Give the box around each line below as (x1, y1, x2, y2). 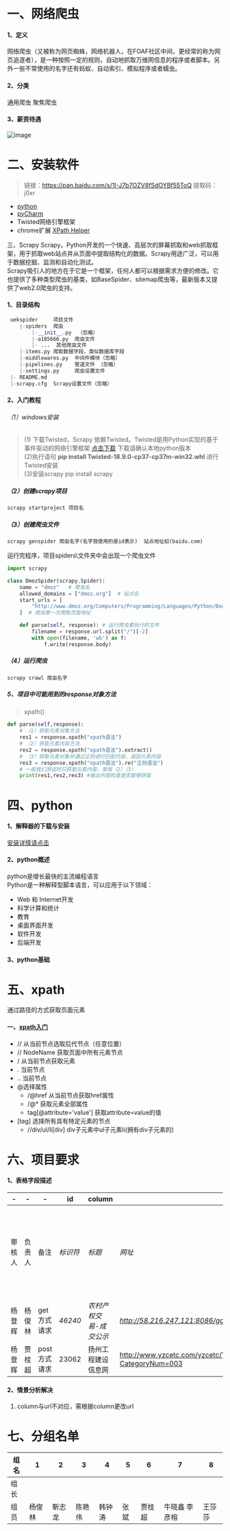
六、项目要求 (7, 1152, 80, 1167)
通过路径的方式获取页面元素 (7, 1006, 86, 1014)
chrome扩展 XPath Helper (16, 226, 90, 234)
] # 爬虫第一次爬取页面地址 (19, 610, 91, 616)
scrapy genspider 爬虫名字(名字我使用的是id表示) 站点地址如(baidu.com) (7, 538, 203, 545)
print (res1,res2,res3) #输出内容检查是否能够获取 (19, 772, 151, 779)
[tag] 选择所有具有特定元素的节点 (16, 1117, 111, 1125)
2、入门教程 (7, 396, 41, 404)
